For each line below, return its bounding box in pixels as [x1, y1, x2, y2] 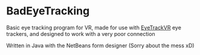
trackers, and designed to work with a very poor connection [6, 30, 155, 37]
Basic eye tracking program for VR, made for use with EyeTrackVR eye [6, 24, 181, 31]
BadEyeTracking [6, 4, 90, 18]
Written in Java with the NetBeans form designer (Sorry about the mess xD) [6, 42, 195, 49]
